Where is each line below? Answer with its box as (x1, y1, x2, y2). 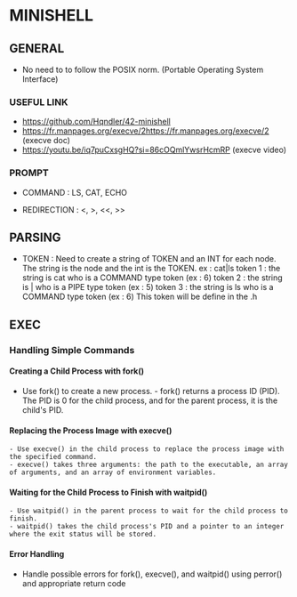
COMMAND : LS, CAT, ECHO (21, 187, 127, 198)
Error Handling (9, 548, 65, 559)
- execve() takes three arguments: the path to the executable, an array (9, 460, 289, 470)
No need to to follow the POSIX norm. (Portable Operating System (21, 64, 264, 75)
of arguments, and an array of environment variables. (9, 468, 217, 477)
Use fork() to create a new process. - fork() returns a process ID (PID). (21, 385, 280, 396)
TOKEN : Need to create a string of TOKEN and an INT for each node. (21, 254, 277, 264)
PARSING (9, 230, 61, 245)
